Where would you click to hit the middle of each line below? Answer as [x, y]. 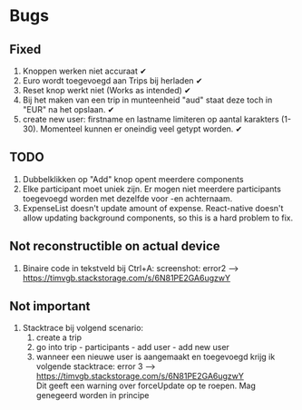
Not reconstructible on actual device [115, 246]
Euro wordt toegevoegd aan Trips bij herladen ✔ [112, 81]
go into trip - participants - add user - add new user [132, 347]
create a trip [59, 337]
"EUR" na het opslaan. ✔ [68, 109]
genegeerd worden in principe [93, 395]
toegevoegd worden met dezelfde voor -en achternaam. [127, 198]
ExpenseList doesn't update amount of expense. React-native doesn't [153, 208]
